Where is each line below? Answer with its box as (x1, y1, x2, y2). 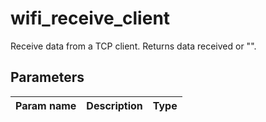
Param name (15, 98, 77, 112)
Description (86, 98, 143, 112)
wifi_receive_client (10, 7, 171, 30)
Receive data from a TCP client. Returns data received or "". (10, 40, 257, 52)
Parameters (10, 69, 85, 86)
